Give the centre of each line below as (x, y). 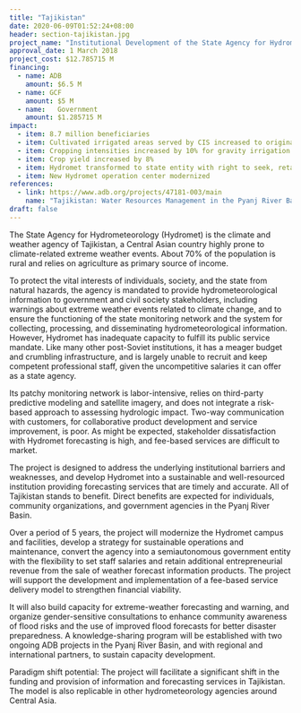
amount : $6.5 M (54, 84)
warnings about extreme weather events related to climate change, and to (146, 309)
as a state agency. (43, 375)
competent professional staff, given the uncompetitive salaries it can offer (146, 366)
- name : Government (58, 109)
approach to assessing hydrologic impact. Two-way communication (159, 412)
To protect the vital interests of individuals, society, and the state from (138, 280)
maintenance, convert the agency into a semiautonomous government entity (150, 551)
